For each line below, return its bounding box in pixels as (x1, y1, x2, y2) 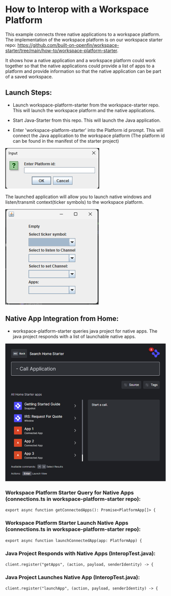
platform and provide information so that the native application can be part (5, 68, 161, 74)
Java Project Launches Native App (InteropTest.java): (5, 574, 140, 581)
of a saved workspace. (5, 73, 53, 79)
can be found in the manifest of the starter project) (12, 138, 120, 144)
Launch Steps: (5, 88, 52, 97)
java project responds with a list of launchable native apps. (12, 333, 136, 339)
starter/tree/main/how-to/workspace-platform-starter (5, 47, 117, 53)
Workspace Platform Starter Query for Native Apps (5, 489, 134, 496)
